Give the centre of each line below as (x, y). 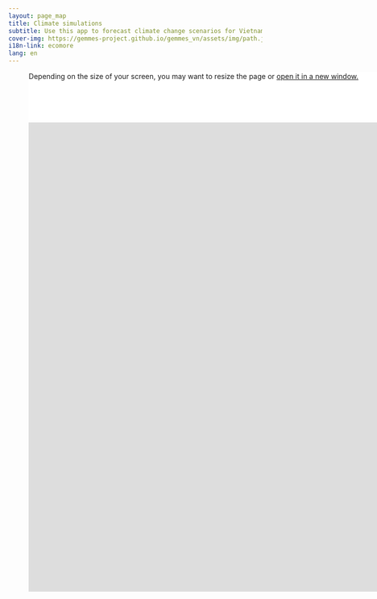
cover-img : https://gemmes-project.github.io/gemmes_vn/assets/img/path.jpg (140, 38)
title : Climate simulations (56, 23)
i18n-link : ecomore (41, 46)
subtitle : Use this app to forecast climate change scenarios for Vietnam (137, 31)
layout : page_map (37, 16)
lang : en (23, 53)
